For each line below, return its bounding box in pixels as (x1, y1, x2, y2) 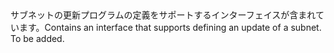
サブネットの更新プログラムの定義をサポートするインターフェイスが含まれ (10, 9, 316, 21)
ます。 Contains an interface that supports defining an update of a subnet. (18, 22, 322, 33)
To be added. (10, 33, 65, 44)
